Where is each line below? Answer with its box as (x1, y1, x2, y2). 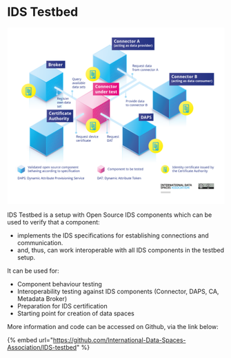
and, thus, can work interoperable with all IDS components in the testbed (17, 246, 225, 254)
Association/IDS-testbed (7, 343, 77, 351)
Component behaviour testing (17, 280, 102, 288)
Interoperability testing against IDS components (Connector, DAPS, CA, (17, 287, 219, 295)
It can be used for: (7, 266, 60, 275)
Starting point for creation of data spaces (17, 309, 134, 317)
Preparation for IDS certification (17, 302, 108, 310)
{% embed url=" (7, 335, 54, 344)
